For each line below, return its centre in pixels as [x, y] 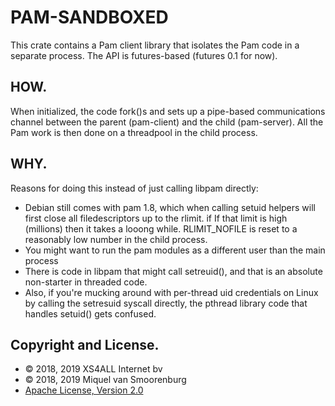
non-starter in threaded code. [86, 282]
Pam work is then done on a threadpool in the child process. [134, 132]
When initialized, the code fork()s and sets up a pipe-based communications [168, 111]
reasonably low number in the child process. [116, 239]
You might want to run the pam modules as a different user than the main [175, 250]
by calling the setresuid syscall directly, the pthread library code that [166, 303]
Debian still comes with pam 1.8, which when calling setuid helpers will [170, 207]
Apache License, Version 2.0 [84, 390]
